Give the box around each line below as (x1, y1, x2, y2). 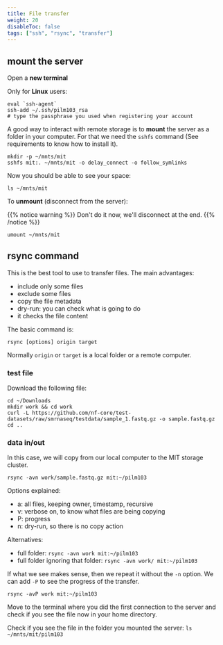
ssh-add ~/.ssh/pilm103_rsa (7, 107, 89, 114)
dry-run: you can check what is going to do (17, 304, 141, 313)
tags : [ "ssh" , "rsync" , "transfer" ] (7, 29, 113, 37)
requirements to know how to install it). (7, 140, 118, 148)
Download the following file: (7, 384, 87, 393)
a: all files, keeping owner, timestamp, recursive (17, 500, 154, 508)
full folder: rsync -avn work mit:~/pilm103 (17, 549, 139, 557)
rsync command (7, 250, 80, 262)
